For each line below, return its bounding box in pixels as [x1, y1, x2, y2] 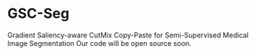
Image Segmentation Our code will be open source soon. [7, 38, 192, 47]
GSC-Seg [7, 5, 70, 23]
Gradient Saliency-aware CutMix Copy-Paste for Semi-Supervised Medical [7, 30, 249, 40]
